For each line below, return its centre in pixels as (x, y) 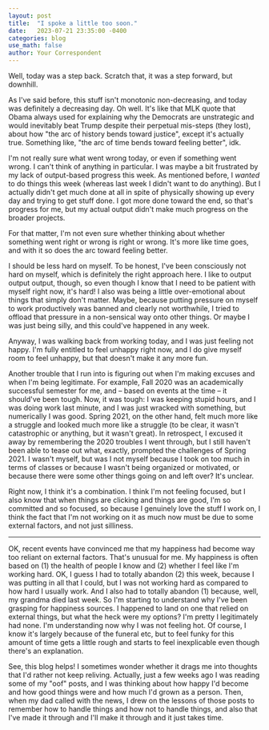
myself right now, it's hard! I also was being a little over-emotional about (127, 291)
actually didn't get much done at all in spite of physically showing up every (131, 192)
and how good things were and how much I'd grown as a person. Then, (126, 692)
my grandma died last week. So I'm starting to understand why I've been (128, 600)
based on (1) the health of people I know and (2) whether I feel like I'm (124, 566)
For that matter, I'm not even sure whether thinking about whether (117, 233)
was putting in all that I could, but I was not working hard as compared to (128, 583)
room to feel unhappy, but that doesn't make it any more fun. (108, 358)
